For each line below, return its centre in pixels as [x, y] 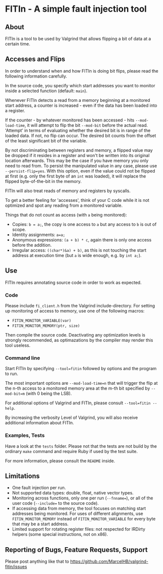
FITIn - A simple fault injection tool [76, 9]
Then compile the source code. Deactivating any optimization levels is [75, 335]
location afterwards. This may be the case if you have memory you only [77, 160]
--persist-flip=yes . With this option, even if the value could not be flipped [80, 171]
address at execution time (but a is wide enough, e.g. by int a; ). [77, 255]
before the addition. [32, 245]
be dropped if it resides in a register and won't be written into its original [77, 155]
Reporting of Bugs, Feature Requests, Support [76, 550]
